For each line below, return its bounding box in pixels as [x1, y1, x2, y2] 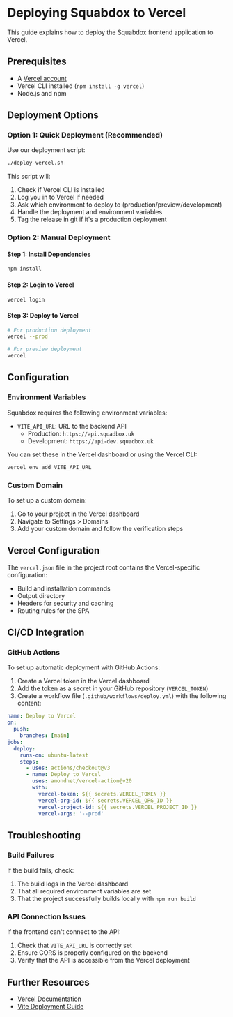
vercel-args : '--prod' [38, 810, 104, 817]
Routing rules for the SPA [17, 606, 90, 615]
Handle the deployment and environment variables [17, 208, 163, 216]
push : [13, 726, 30, 733]
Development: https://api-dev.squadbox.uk [27, 436, 154, 445]
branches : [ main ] [19, 732, 70, 739]
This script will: [7, 172, 51, 181]
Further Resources [7, 976, 90, 988]
